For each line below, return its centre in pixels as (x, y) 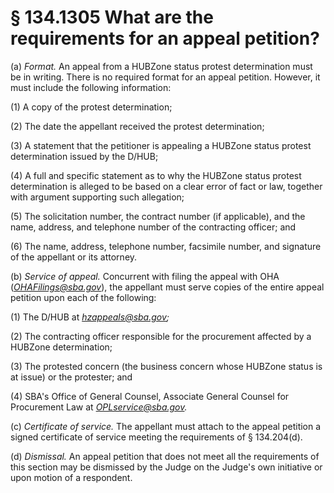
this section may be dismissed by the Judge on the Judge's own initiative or (166, 467)
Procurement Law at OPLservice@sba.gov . (99, 407)
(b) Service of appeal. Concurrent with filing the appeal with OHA (145, 276)
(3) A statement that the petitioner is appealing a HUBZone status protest (161, 145)
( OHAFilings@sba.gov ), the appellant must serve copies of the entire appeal (167, 287)
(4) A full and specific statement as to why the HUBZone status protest (156, 175)
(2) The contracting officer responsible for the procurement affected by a (161, 336)
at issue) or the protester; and (71, 377)
